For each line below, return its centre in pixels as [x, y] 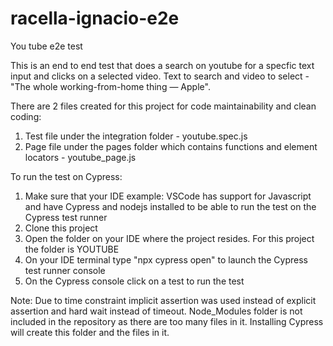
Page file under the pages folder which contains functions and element [171, 146]
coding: [26, 116]
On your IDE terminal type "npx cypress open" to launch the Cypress [166, 259]
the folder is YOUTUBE [72, 249]
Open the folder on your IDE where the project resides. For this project [169, 238]
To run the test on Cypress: [66, 176]
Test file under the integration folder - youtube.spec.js [136, 136]
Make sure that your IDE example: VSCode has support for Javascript [168, 196]
